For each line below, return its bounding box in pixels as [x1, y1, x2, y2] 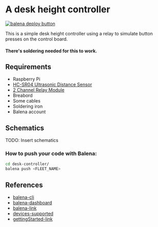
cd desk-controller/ [5, 161, 50, 167]
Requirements [5, 63, 51, 71]
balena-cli [12, 194, 34, 200]
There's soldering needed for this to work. [5, 48, 97, 54]
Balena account [12, 109, 46, 115]
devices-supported [12, 211, 54, 217]
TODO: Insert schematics [5, 137, 59, 143]
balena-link [12, 205, 37, 211]
